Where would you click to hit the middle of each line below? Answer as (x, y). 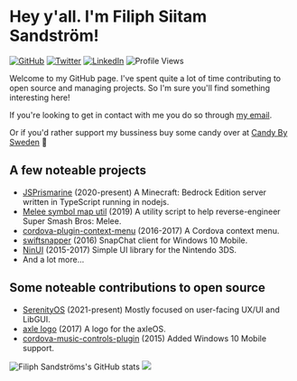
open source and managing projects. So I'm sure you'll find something (140, 88)
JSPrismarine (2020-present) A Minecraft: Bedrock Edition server (144, 192)
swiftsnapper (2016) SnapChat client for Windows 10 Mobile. (135, 240)
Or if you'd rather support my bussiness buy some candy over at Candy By (148, 132)
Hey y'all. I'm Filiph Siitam (108, 17)
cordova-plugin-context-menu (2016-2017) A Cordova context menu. (151, 230)
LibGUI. (37, 319)
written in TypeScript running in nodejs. (96, 201)
